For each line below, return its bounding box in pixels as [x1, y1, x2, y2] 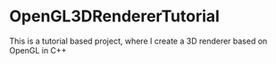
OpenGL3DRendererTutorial [9, 6, 221, 27]
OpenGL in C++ [9, 44, 67, 55]
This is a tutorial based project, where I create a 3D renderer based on [9, 36, 268, 46]
